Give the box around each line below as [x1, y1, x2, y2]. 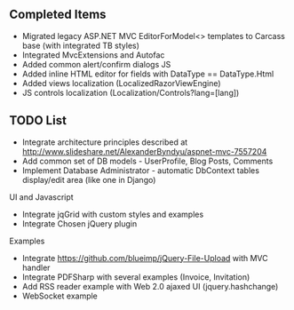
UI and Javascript [9, 191, 74, 203]
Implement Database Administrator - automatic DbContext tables [21, 164, 260, 176]
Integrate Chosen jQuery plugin [21, 218, 138, 229]
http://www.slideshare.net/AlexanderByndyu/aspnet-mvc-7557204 [21, 146, 267, 156]
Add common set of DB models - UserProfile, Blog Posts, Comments [21, 155, 274, 166]
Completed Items [9, 7, 107, 22]
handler [21, 262, 51, 273]
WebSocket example [21, 290, 98, 301]
